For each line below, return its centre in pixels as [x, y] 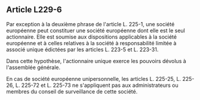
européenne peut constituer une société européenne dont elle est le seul [96, 30]
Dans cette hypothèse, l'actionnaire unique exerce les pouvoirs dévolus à [96, 61]
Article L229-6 [34, 10]
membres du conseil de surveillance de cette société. [72, 91]
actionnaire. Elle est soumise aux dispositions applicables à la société [92, 37]
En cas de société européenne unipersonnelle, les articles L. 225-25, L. [93, 79]
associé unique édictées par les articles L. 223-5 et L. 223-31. [82, 49]
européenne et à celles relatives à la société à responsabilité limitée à [91, 43]
